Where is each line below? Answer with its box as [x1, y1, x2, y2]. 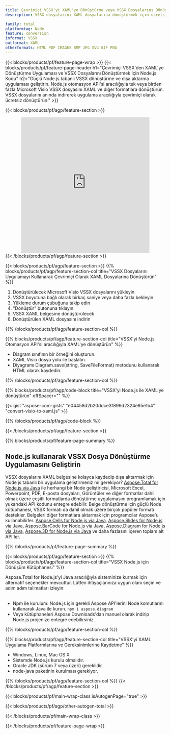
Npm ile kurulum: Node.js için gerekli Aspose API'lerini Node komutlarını [12, 600, 164, 606]
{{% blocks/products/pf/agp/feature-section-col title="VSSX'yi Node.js [5, 335, 155, 342]
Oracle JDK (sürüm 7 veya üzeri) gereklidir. [12, 662, 103, 669]
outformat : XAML [5, 40, 40, 46]
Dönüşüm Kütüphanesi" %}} [5, 564, 65, 570]
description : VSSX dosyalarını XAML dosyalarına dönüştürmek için [5, 12, 149, 17]
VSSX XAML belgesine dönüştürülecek [12, 310, 95, 316]
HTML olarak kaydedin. [12, 367, 62, 373]
